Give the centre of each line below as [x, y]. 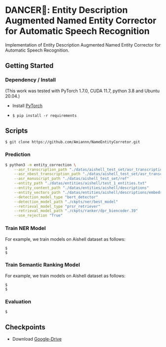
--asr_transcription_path [41, 170]
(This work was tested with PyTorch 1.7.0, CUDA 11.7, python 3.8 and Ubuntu [82, 91]
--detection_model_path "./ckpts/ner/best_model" [66, 202]
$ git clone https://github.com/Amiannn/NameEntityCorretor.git [73, 142]
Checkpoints [25, 327]
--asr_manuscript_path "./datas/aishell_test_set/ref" [72, 179]
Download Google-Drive [37, 339]
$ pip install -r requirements [44, 116]
